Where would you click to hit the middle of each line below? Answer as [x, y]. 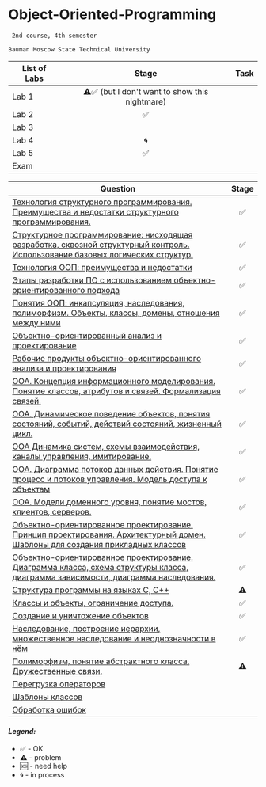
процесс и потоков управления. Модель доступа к [110, 479]
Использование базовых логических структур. [103, 254]
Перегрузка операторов [59, 684]
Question [118, 188]
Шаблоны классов [47, 697]
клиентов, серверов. [52, 511]
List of [34, 68]
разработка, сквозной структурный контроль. [101, 245]
